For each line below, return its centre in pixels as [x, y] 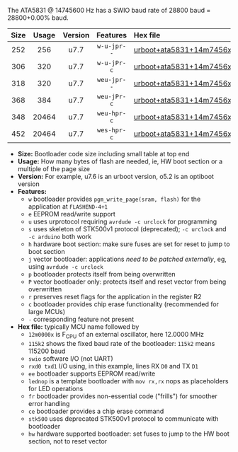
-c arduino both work [60, 237]
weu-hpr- [112, 114]
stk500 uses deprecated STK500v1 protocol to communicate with [123, 418]
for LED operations [56, 388]
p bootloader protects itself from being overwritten [102, 274]
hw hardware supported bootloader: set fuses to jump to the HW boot [129, 434]
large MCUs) [47, 312]
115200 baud [47, 351]
